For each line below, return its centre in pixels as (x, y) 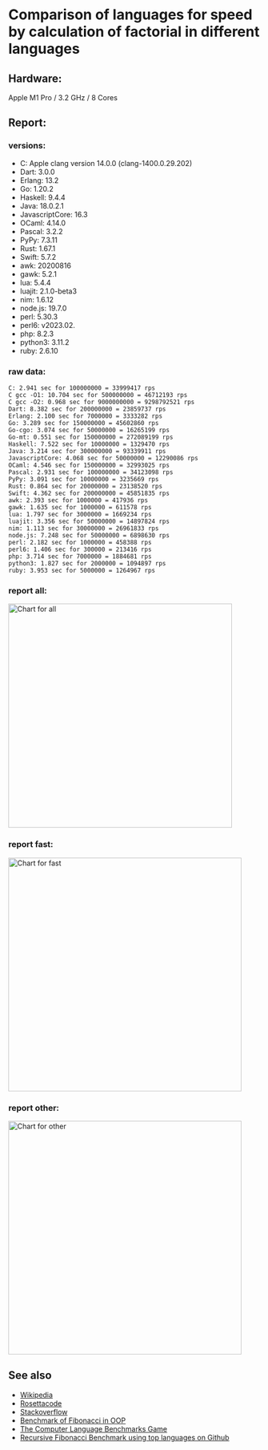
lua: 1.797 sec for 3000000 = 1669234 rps (80, 514)
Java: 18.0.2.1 (42, 205)
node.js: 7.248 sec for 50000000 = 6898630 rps (89, 535)
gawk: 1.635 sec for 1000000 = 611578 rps (80, 507)
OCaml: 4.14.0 (43, 223)
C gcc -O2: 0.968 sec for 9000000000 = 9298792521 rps (102, 402)
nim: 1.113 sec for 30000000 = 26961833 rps (84, 528)
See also (30, 1376)
